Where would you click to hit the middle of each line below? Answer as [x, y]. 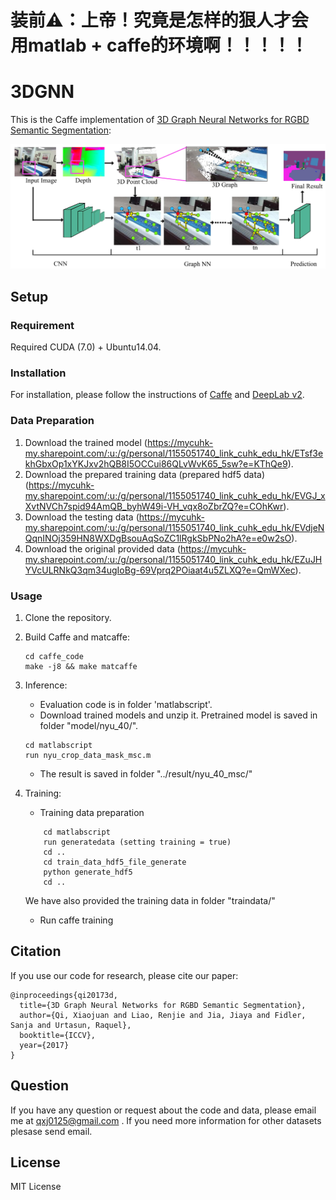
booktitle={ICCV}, [58, 1035]
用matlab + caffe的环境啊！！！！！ [159, 45]
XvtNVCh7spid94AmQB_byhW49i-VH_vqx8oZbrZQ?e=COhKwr [154, 506]
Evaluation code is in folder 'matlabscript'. [126, 705]
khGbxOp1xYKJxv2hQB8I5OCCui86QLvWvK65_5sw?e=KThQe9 [156, 463]
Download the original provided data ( [102, 548]
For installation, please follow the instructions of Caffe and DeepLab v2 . [157, 395]
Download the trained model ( [86, 442]
